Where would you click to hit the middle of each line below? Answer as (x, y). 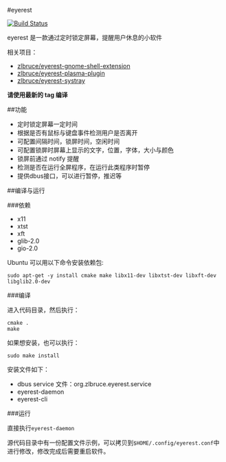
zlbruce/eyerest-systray (51, 81)
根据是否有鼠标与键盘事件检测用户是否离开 (77, 133)
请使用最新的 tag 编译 (37, 95)
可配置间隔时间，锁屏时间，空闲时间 (68, 141)
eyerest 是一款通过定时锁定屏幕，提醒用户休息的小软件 (85, 38)
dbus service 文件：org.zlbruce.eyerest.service (84, 384)
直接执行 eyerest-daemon (41, 428)
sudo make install (33, 356)
